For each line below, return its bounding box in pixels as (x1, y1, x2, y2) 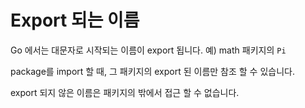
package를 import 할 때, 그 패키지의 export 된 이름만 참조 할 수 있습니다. (10, 65, 295, 77)
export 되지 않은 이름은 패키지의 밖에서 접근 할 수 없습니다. (10, 86, 240, 98)
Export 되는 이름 (10, 9, 140, 32)
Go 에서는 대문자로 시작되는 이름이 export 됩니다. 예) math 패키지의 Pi (10, 44, 287, 56)
